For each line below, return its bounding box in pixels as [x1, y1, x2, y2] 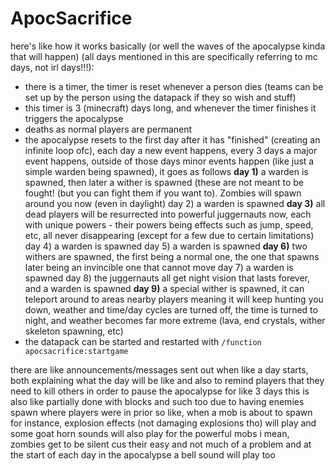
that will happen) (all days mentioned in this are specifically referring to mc [10, 50, 318, 62]
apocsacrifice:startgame [24, 346, 129, 356]
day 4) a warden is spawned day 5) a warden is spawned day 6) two [24, 240, 308, 252]
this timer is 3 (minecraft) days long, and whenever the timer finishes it [24, 102, 317, 114]
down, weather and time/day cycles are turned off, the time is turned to [24, 303, 318, 316]
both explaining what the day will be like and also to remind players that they [10, 374, 325, 386]
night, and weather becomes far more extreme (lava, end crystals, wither [24, 314, 326, 326]
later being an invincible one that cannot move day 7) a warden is [24, 261, 294, 273]
